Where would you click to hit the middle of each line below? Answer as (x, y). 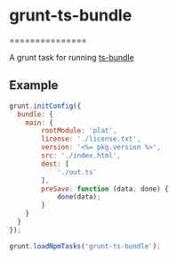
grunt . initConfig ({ (45, 106)
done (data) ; (79, 197)
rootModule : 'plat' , (79, 131)
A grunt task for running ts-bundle (72, 57)
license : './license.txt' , (91, 139)
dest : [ (55, 164)
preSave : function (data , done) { (105, 189)
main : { (39, 122)
